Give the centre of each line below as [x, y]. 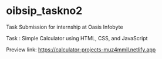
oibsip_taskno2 [44, 11]
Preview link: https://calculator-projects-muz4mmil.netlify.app [81, 49]
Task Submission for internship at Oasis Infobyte [65, 27]
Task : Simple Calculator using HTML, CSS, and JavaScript [77, 38]
